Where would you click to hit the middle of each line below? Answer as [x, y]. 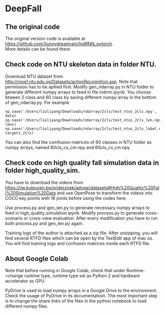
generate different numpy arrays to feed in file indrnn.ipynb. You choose [78, 92]
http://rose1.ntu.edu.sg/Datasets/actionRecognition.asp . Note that [71, 81]
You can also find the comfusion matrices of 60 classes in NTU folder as [78, 142]
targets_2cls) [20, 133]
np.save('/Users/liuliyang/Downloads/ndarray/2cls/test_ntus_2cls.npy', [81, 111]
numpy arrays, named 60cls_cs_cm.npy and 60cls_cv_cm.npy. [68, 147]
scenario [14, 218]
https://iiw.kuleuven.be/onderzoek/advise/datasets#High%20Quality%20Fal [82, 188]
